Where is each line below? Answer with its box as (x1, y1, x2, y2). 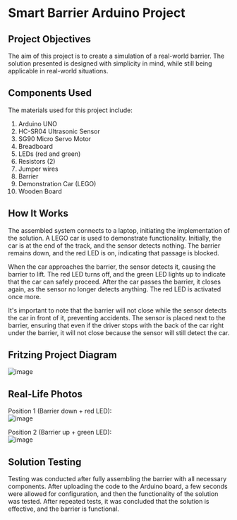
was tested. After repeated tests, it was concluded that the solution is (8, 497, 209, 506)
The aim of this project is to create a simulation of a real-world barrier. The (8, 52, 225, 60)
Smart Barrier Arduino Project (8, 5, 186, 21)
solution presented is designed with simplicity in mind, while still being (8, 59, 212, 68)
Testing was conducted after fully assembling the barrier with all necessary (8, 475, 227, 483)
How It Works (8, 207, 69, 219)
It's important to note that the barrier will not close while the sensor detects (8, 306, 227, 315)
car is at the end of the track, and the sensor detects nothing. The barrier (8, 241, 221, 250)
